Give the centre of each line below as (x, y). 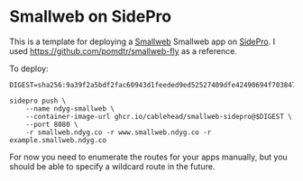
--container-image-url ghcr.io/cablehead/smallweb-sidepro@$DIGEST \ (159, 116)
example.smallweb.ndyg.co (58, 140)
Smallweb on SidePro (91, 17)
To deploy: (29, 68)
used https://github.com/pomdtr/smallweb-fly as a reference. (123, 50)
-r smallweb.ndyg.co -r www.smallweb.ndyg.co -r (119, 132)
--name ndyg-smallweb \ (70, 109)
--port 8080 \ (52, 124)
